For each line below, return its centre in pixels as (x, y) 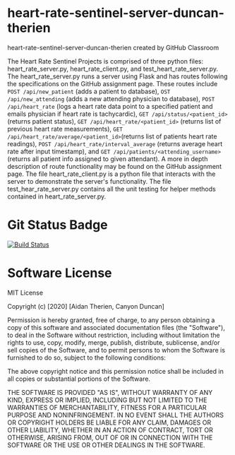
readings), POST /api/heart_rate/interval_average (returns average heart (115, 143)
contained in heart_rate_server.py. (57, 196)
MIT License (25, 292)
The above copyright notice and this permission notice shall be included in (115, 371)
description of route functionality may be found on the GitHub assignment (115, 166)
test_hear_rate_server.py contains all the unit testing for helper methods (112, 189)
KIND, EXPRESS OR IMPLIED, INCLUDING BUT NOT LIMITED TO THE (107, 400)
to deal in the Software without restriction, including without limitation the (114, 335)
